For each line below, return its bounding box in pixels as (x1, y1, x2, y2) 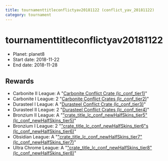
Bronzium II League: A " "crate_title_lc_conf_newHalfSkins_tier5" (12, 112, 148, 118)
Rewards (5, 77, 34, 85)
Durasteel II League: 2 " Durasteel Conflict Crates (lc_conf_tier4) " (12, 107, 150, 113)
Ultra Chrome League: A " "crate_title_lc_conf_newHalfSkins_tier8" (12, 145, 152, 151)
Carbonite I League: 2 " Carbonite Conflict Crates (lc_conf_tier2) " (12, 96, 150, 102)
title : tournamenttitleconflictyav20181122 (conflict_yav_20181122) (5, 7, 155, 13)
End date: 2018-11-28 (12, 62, 58, 68)
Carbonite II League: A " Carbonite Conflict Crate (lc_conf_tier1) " (12, 90, 148, 97)
